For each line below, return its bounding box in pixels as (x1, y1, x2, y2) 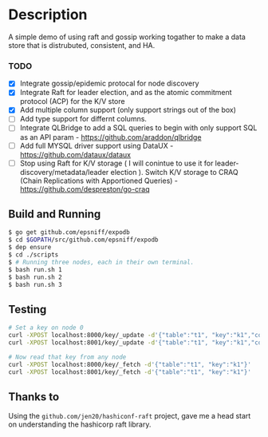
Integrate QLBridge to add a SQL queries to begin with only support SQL (19, 123, 258, 133)
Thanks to (8, 390, 60, 403)
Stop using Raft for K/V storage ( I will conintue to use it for (19, 158, 214, 168)
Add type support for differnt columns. (19, 114, 148, 124)
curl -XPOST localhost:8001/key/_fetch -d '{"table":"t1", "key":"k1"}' (8, 367, 251, 376)
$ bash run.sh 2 (8, 273, 62, 281)
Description (8, 6, 88, 24)
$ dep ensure (8, 244, 52, 252)
